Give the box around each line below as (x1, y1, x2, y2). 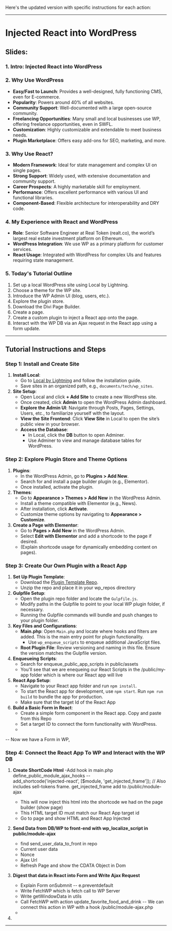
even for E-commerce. (12, 93, 60, 100)
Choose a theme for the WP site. (12, 287, 82, 293)
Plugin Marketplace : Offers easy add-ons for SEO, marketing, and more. (12, 137, 166, 143)
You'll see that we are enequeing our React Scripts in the (20, 666, 140, 672)
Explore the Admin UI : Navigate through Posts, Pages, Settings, (20, 405, 155, 411)
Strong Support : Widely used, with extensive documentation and (12, 173, 150, 179)
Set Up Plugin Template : (12, 573, 65, 579)
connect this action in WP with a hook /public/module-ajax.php (20, 904, 154, 910)
